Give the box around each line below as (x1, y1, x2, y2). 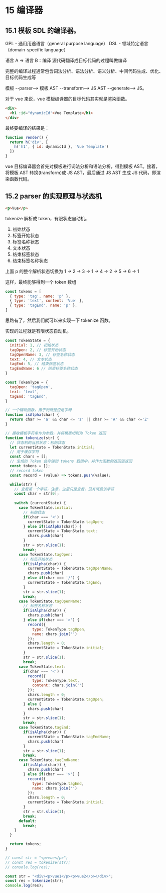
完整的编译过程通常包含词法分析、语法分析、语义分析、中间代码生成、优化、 (5, 68, 163, 74)
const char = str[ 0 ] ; (14, 491, 59, 496)
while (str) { (10, 482, 37, 487)
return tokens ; (10, 842, 42, 847)
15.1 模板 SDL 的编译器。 (5, 26, 80, 35)
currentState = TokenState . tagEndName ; (27, 734, 111, 739)
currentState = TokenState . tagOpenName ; (27, 566, 113, 571)
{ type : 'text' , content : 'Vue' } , (10, 298, 84, 303)
